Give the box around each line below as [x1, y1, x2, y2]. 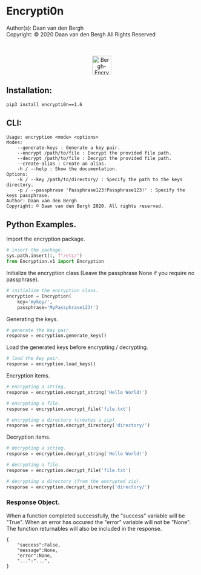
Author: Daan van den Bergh [6, 198, 77, 204]
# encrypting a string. [6, 384, 67, 390]
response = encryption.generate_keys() [6, 333, 107, 339]
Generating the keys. [6, 315, 59, 322]
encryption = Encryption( [6, 293, 71, 299]
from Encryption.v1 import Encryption [6, 259, 104, 265]
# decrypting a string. [6, 445, 67, 451]
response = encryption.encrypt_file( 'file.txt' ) [6, 406, 131, 412]
